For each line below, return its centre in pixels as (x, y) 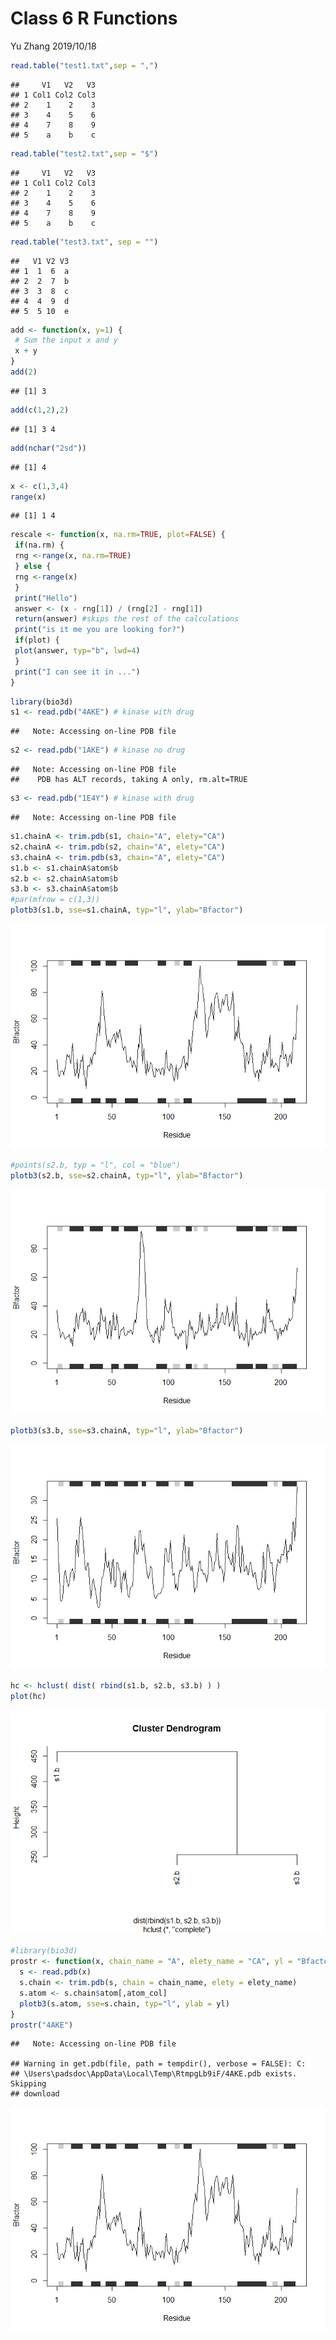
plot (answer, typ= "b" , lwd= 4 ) (77, 651)
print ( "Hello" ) (46, 598)
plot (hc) (28, 1696)
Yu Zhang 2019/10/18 (53, 46)
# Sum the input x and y (66, 340)
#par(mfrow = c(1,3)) (55, 900)
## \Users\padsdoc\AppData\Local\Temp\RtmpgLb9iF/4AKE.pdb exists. (154, 2074)
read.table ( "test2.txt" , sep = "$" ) (84, 153)
